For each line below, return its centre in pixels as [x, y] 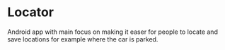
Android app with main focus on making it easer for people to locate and [112, 32]
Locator [31, 12]
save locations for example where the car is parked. [83, 39]
